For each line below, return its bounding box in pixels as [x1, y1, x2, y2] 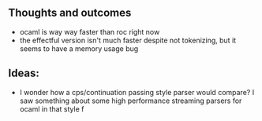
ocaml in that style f [19, 104, 84, 113]
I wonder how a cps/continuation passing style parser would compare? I [19, 87, 255, 97]
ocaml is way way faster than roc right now [19, 27, 160, 36]
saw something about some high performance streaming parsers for [19, 96, 242, 105]
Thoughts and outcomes [8, 6, 132, 20]
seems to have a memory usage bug [19, 43, 139, 53]
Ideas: [8, 67, 39, 80]
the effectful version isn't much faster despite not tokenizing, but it [19, 35, 237, 45]
